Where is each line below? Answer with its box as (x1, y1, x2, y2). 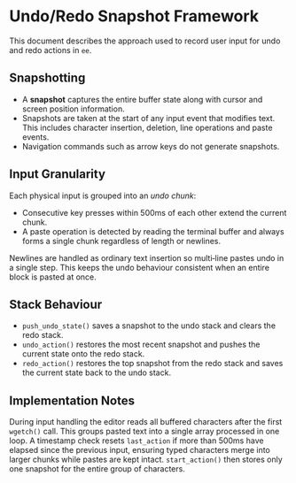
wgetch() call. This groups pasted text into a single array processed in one (9, 426, 280, 437)
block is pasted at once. (9, 272, 97, 282)
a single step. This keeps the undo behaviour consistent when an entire (9, 262, 270, 272)
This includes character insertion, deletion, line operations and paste (21, 122, 273, 133)
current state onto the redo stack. (21, 349, 145, 359)
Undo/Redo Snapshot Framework (9, 6, 260, 27)
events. (21, 131, 50, 142)
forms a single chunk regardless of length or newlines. (21, 235, 222, 246)
